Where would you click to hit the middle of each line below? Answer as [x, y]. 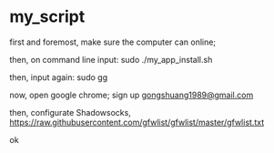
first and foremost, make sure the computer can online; [113, 42]
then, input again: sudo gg [58, 77]
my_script [47, 17]
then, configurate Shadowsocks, [71, 112]
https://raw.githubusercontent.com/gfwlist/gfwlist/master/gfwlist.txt [137, 122]
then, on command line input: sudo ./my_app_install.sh [111, 59]
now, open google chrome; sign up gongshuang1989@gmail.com [132, 95]
